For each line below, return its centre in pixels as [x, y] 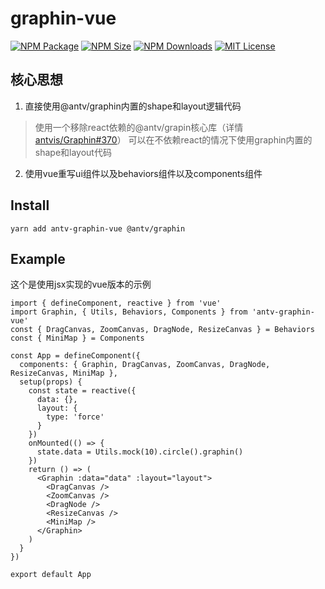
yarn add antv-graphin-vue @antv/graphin [98, 228]
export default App [51, 575]
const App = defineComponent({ [75, 356]
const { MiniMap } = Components [77, 338]
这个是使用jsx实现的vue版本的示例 [81, 284]
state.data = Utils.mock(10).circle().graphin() [140, 452]
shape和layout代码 [73, 152]
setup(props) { [51, 382]
